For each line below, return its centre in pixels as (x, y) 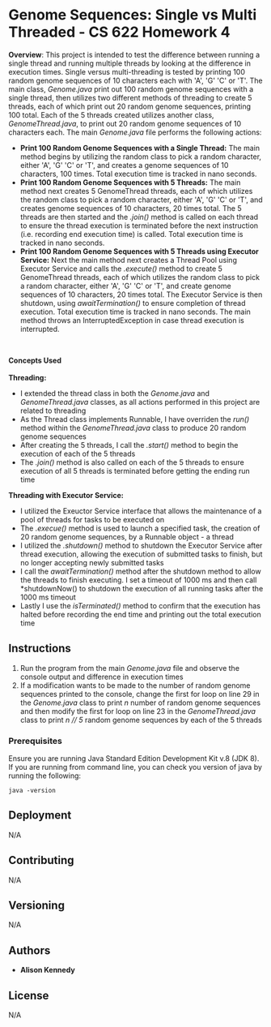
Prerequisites (35, 741)
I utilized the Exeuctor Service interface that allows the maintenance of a (141, 511)
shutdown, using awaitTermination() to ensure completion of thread (133, 303)
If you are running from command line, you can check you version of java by (135, 767)
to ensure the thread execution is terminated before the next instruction (139, 226)
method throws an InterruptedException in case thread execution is (132, 320)
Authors (30, 950)
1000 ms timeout (48, 597)
